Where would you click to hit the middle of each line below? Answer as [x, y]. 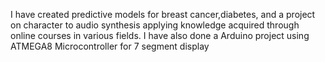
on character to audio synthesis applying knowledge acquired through [155, 25]
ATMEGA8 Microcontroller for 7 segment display [110, 46]
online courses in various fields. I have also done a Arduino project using [160, 35]
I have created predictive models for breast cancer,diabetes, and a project [163, 14]
